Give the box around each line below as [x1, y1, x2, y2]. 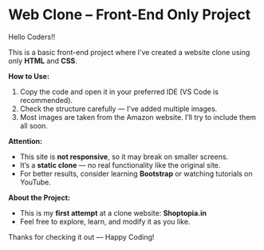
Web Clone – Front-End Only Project [8, 6, 251, 24]
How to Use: [8, 71, 50, 81]
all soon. [19, 121, 48, 130]
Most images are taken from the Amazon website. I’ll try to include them [19, 112, 257, 121]
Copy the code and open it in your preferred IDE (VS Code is [19, 86, 219, 97]
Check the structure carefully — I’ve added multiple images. [19, 104, 218, 113]
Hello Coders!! [8, 32, 56, 42]
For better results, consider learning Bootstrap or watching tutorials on [19, 169, 253, 178]
